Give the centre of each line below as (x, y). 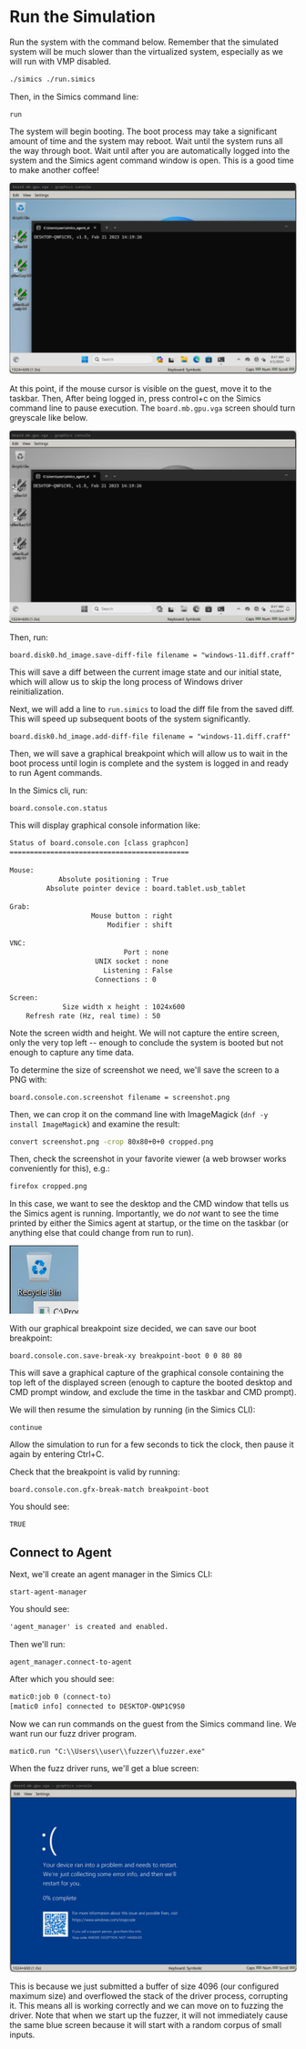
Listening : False (138, 970)
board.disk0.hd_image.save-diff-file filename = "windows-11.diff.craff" (153, 655)
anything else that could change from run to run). (102, 1233)
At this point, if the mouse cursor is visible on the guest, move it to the (141, 389)
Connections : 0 (126, 979)
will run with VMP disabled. (61, 61)
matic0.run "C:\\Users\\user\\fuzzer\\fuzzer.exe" (107, 1751)
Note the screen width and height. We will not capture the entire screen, (144, 1033)
